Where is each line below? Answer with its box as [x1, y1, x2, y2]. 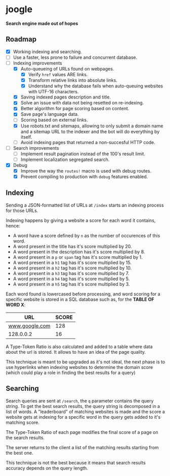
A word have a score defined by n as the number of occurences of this [13, 232, 160, 239]
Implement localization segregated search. [20, 156, 110, 162]
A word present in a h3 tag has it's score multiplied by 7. [13, 270, 130, 276]
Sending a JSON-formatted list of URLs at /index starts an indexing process [6, 202, 164, 208]
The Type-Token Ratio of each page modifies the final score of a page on [6, 429, 158, 435]
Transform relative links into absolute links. [28, 77, 118, 83]
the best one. [6, 450, 33, 456]
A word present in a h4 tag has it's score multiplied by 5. [13, 276, 130, 282]
